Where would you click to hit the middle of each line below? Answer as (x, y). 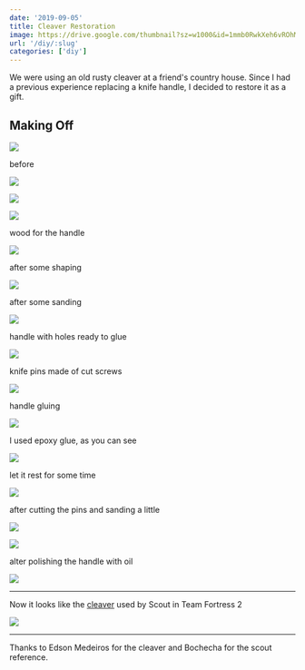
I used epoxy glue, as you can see (73, 440)
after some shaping (45, 267)
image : (22, 34)
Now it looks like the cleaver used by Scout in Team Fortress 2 (126, 604)
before (22, 163)
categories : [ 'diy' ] (49, 52)
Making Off (42, 125)
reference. (29, 657)
